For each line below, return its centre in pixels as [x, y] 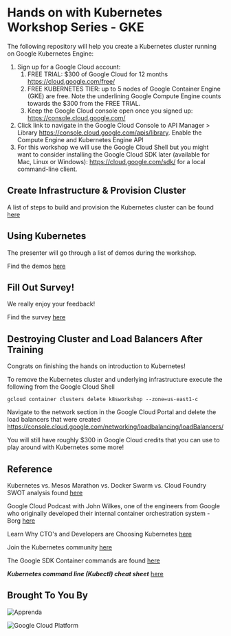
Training [25, 349]
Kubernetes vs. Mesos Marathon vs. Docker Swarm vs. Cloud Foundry [107, 485]
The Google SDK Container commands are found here [84, 560]
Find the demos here [36, 266]
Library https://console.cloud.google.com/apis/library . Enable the [109, 133]
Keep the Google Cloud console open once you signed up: [110, 111]
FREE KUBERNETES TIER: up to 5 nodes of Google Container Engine [124, 89]
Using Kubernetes [47, 236]
